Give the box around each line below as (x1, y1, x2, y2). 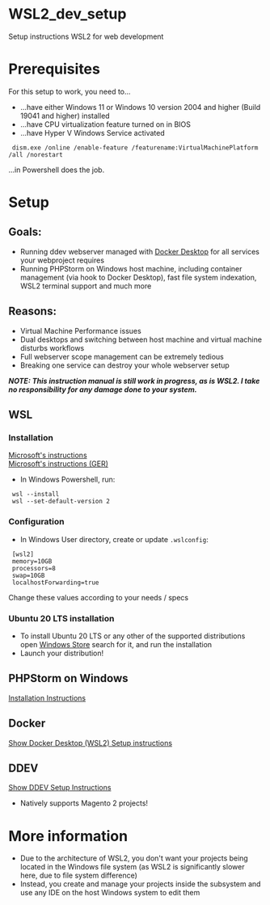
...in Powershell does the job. (8, 165, 105, 175)
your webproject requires (19, 255, 105, 265)
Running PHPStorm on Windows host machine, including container (19, 263, 243, 273)
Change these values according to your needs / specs (8, 592, 188, 602)
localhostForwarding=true (11, 579, 99, 587)
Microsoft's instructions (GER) (8, 459, 109, 469)
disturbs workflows (19, 343, 85, 352)
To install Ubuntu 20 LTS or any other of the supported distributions (19, 631, 246, 641)
